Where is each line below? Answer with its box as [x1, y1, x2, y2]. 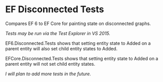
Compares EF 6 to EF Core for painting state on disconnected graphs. [5, 20, 151, 26]
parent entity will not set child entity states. [5, 61, 95, 67]
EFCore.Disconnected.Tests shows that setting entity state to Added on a [5, 55, 158, 62]
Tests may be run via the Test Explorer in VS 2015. [5, 30, 111, 36]
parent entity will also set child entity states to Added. [5, 45, 118, 51]
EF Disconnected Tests [5, 4, 104, 15]
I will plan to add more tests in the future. [5, 70, 91, 77]
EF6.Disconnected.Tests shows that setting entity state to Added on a [5, 40, 151, 46]
